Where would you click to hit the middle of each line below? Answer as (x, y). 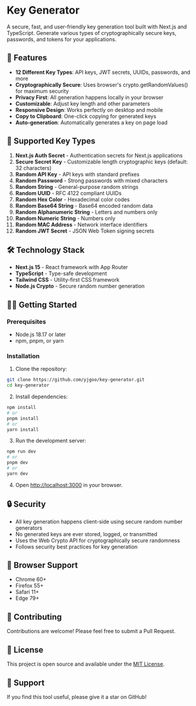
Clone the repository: (41, 369)
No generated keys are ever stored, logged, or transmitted (86, 534)
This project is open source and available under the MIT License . (86, 664)
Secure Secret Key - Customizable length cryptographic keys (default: (102, 162)
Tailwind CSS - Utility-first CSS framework (68, 280)
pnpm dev (17, 463)
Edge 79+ (27, 598)
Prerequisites (26, 321)
